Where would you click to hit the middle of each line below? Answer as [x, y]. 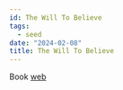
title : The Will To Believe [62, 51]
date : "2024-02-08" [46, 43]
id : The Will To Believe [56, 18]
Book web [28, 76]
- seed [30, 34]
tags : [19, 26]
